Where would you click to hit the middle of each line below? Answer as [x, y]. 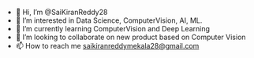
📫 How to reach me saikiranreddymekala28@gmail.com [107, 46]
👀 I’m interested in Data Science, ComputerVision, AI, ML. [109, 20]
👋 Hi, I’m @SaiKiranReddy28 [62, 12]
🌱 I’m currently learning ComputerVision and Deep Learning [113, 29]
